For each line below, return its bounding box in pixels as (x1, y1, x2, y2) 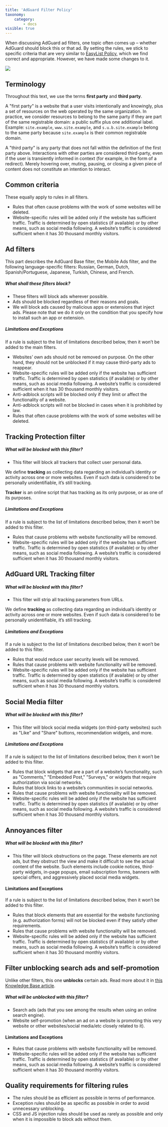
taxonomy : (5, 12, 26, 17)
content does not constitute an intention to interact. (5, 166, 111, 172)
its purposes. (5, 495, 33, 501)
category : (14, 17, 35, 22)
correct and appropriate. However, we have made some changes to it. (5, 56, 149, 62)
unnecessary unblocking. (12, 1105, 65, 1111)
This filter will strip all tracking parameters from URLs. (12, 597, 124, 603)
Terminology (5, 80, 46, 88)
